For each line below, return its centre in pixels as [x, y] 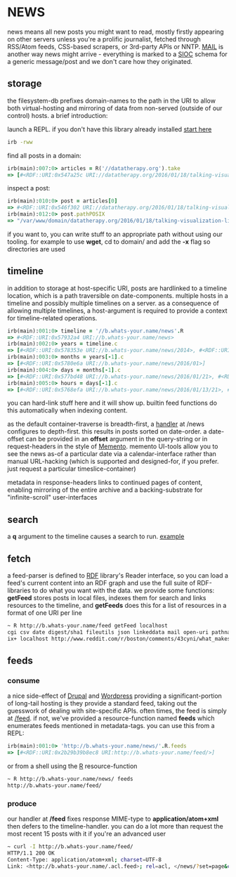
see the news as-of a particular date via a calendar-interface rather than [112, 454]
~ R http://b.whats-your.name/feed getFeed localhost [88, 626]
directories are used [36, 249]
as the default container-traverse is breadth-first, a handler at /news [106, 424]
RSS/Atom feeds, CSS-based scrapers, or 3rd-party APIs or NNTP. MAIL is [115, 46]
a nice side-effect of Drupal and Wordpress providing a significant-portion [115, 696]
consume [24, 681]
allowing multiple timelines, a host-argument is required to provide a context [117, 311]
